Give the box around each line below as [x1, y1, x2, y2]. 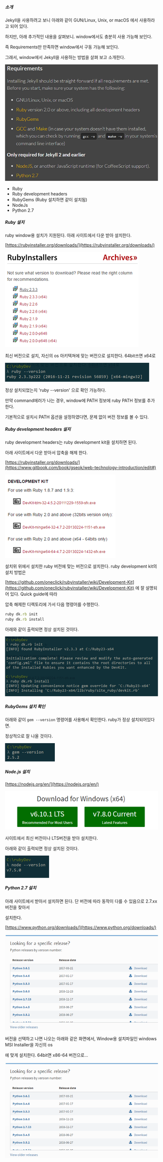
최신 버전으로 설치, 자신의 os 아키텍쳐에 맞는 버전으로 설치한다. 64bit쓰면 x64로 [5, 353, 156, 359]
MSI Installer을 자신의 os [5, 1042, 53, 1047]
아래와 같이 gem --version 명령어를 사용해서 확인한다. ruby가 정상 [5, 717, 130, 723]
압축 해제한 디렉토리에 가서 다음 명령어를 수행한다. [5, 602, 100, 608]
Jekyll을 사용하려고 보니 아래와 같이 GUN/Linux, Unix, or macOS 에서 [5, 17, 138, 23]
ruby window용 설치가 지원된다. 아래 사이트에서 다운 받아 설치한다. [5, 233, 132, 238]
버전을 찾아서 [5, 904, 30, 910]
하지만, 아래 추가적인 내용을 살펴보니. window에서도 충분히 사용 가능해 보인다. [5, 34, 153, 39]
